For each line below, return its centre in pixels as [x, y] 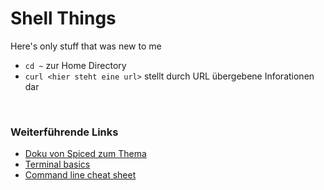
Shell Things [63, 18]
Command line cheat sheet [80, 175]
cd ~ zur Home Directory [75, 65]
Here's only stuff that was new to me [86, 46]
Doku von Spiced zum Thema [85, 154]
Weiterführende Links [64, 132]
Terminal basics [57, 164]
